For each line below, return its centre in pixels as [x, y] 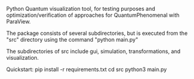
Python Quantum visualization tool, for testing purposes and [81, 9]
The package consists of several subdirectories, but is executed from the [97, 33]
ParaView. [19, 21]
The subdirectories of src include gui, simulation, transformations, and [93, 51]
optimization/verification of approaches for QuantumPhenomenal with [93, 15]
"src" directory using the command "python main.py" [72, 39]
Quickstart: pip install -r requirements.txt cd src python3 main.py [86, 69]
